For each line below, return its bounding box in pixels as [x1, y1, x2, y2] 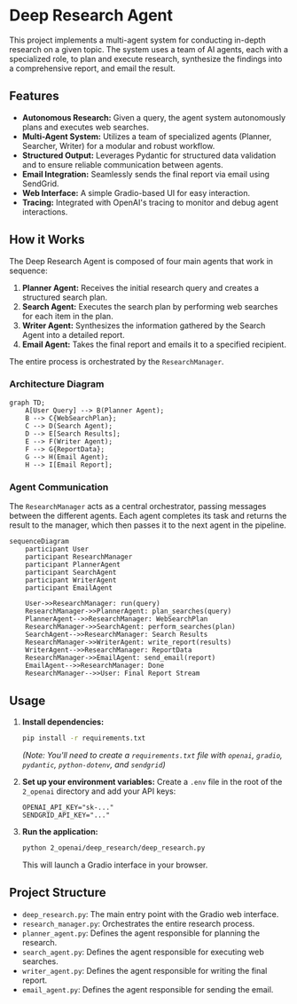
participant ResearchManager [25, 553, 133, 561]
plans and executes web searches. [21, 122, 149, 132]
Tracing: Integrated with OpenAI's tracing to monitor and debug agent [21, 197, 279, 208]
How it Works [9, 232, 85, 247]
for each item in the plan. [21, 310, 113, 321]
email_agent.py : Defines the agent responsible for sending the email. [21, 984, 274, 994]
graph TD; [9, 398, 46, 407]
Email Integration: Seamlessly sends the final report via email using [21, 169, 270, 179]
